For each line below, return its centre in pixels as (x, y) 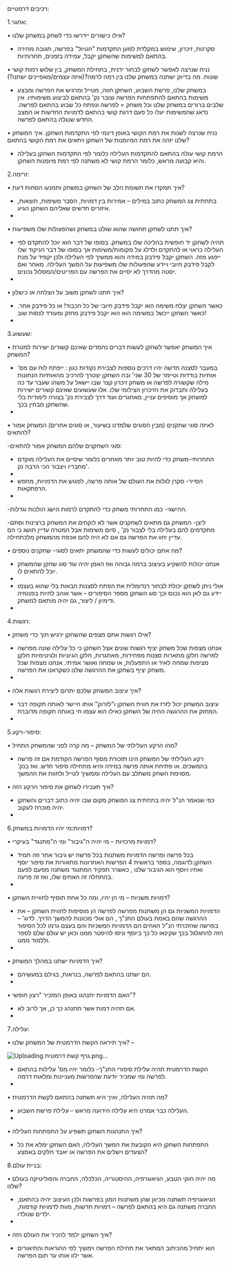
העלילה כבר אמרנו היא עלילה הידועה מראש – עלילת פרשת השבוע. (103, 1110)
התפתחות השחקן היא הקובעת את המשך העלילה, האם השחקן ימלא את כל (113, 1144)
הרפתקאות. (32, 488)
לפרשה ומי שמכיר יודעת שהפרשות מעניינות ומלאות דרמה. (92, 1076)
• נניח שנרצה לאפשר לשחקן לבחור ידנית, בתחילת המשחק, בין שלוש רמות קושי (109, 69)
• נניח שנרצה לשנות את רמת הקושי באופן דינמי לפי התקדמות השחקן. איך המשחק (112, 133)
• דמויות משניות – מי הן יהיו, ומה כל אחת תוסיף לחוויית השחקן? (89, 897)
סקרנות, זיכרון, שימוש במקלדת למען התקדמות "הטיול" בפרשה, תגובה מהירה (116, 49)
